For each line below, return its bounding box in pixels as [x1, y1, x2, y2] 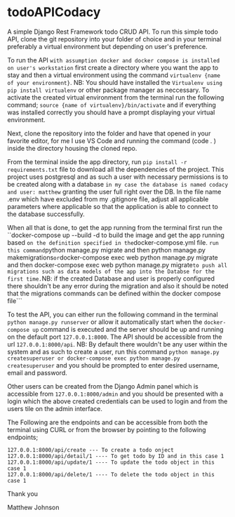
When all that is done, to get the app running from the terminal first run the [7, 223, 223, 231]
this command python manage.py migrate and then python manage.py [7, 246, 206, 254]
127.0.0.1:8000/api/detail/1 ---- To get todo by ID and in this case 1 [7, 452, 224, 459]
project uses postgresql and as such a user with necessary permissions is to [7, 173, 229, 181]
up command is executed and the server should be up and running [32, 325, 224, 333]
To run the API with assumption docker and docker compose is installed [7, 55, 220, 64]
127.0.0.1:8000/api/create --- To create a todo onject [7, 446, 174, 453]
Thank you [7, 489, 39, 498]
